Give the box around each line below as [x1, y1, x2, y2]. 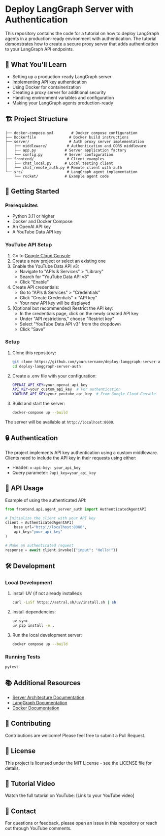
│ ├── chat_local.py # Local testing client [5, 161, 113, 166]
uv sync [12, 618, 28, 624]
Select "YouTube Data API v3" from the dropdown [19, 321, 121, 327]
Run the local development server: [12, 632, 82, 638]
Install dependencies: [12, 609, 56, 615]
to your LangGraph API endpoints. [5, 46, 74, 52]
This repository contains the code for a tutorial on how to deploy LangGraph [5, 30, 160, 36]
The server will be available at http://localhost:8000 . [5, 419, 115, 425]
